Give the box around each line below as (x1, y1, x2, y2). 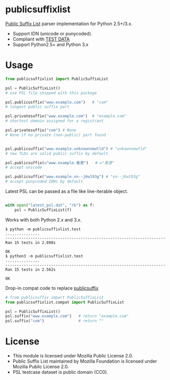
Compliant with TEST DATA (12, 36, 70, 42)
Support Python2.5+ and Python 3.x (12, 41, 89, 47)
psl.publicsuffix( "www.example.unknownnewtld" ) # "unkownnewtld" (5, 146, 147, 151)
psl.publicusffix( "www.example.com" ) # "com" (5, 99, 109, 105)
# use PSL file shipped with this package (5, 90, 97, 95)
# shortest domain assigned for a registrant (5, 118, 104, 124)
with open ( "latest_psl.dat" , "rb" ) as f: (5, 203, 95, 208)
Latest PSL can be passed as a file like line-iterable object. (5, 188, 129, 194)
